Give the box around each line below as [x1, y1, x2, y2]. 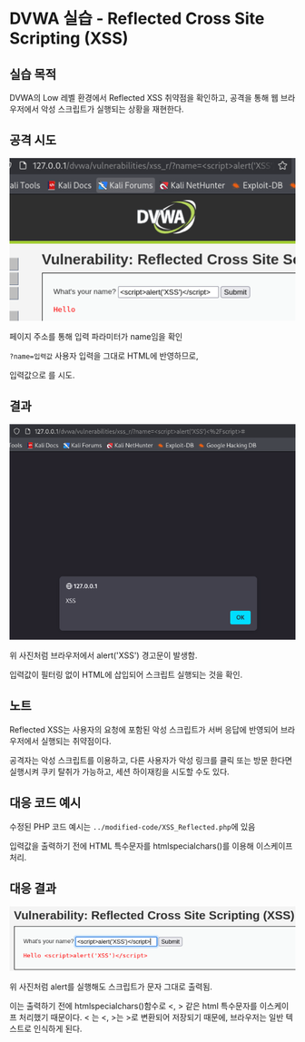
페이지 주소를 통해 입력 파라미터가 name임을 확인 [9, 330, 183, 341]
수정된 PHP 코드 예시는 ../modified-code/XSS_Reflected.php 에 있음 [9, 821, 256, 831]
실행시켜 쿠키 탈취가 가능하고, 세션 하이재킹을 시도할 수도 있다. [9, 766, 230, 777]
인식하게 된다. [33, 1023, 83, 1035]
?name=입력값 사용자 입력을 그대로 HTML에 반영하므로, [9, 350, 199, 361]
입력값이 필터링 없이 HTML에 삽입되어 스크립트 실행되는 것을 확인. [9, 669, 243, 681]
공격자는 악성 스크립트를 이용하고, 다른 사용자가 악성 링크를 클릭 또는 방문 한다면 [9, 754, 293, 765]
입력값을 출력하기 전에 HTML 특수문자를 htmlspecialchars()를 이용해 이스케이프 [9, 840, 293, 851]
